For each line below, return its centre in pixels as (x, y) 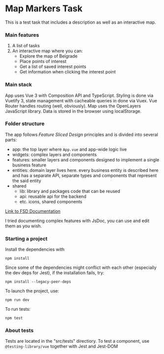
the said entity (27, 181)
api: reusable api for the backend (53, 196)
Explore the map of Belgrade (48, 56)
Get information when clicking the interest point (68, 72)
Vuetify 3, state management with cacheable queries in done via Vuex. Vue (81, 100)
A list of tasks (26, 46)
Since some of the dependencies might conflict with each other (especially (81, 268)
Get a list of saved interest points (53, 66)
